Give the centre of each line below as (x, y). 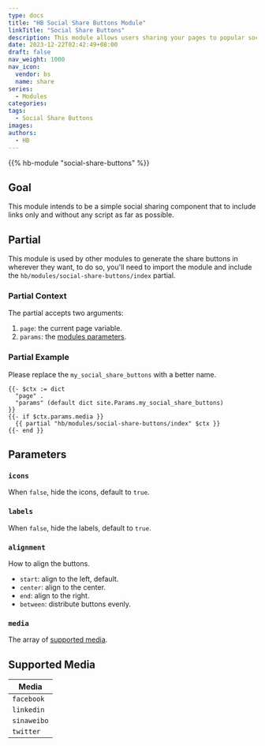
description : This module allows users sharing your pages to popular (127, 37)
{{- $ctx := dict (37, 389)
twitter (26, 732)
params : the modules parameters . (73, 337)
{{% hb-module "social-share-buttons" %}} (79, 163)
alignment (27, 547)
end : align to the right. (54, 596)
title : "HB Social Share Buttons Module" (77, 23)
